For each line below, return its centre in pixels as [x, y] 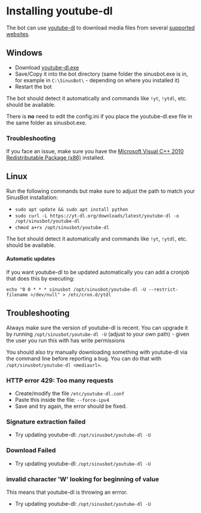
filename [17, 295]
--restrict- [163, 290]
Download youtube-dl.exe [47, 67]
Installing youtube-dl [59, 11]
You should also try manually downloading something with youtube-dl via [97, 352]
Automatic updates [31, 259]
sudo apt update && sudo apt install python [71, 209]
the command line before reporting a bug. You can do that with [84, 358]
